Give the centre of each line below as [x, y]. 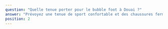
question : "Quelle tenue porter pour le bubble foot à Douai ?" [73, 10]
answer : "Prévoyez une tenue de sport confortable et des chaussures [79, 14]
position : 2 [17, 19]
